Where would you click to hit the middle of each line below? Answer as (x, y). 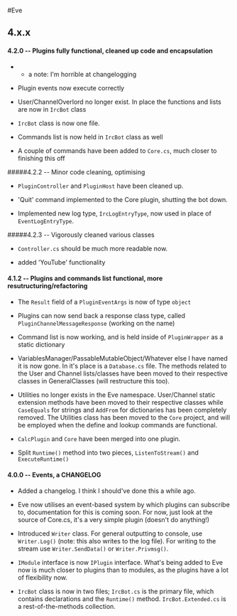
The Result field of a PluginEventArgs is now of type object (104, 302)
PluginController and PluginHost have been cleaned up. (100, 186)
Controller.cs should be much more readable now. (93, 248)
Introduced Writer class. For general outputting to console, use (110, 533)
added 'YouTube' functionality (61, 262)
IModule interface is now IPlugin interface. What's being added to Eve (120, 562)
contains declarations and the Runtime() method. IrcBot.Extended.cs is (122, 599)
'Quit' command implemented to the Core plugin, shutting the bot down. (123, 199)
